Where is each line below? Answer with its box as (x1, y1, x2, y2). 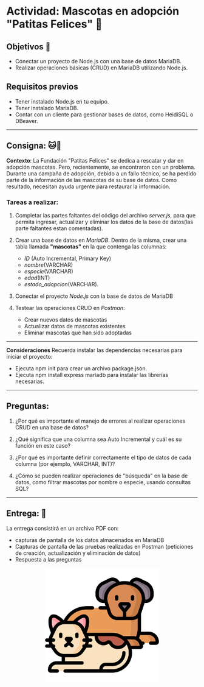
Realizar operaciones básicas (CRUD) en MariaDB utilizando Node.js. (15, 64, 188, 71)
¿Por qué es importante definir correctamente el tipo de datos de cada (15, 454, 192, 461)
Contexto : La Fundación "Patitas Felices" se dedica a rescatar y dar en (6, 157, 184, 164)
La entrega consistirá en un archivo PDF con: (6, 524, 119, 532)
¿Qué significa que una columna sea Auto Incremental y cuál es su (15, 435, 182, 443)
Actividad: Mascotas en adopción (6, 4, 180, 18)
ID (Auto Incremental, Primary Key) (24, 255, 111, 262)
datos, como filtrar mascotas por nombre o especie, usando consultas (15, 478, 191, 485)
